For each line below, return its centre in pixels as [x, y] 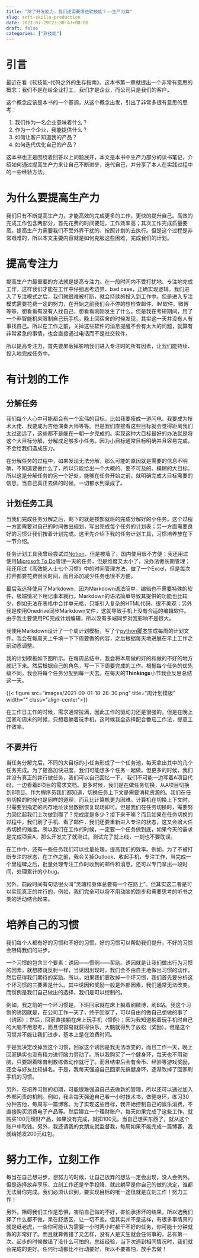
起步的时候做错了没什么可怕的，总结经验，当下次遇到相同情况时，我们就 [105, 1241]
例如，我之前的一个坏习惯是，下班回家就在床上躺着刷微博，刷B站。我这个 [96, 1004]
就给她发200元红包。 [32, 1134]
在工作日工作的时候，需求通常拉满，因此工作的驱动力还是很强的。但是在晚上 [99, 712]
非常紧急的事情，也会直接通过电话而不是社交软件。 [68, 333]
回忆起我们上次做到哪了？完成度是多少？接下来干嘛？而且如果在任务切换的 [102, 814]
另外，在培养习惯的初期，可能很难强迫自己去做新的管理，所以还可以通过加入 [99, 1089]
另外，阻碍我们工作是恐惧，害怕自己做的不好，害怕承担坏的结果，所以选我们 [99, 1212]
